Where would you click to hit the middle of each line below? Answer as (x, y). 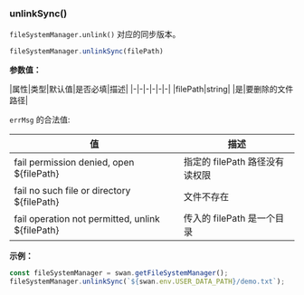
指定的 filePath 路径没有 (234, 162)
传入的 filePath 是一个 (230, 218)
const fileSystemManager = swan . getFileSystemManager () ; (119, 273)
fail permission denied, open (74, 163)
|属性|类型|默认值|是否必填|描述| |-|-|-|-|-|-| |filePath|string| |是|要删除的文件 (152, 90)
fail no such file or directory (72, 191)
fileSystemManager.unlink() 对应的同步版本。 (95, 34)
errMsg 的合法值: (40, 119)
